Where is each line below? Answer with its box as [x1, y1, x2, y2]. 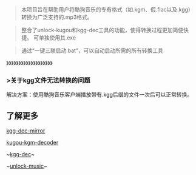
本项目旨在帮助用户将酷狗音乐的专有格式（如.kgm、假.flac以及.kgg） [21, 6, 194, 13]
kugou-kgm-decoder [6, 139, 59, 146]
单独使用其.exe [38, 34, 76, 41]
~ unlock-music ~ [6, 162, 47, 170]
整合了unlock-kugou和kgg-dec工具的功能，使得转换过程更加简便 [21, 27, 184, 33]
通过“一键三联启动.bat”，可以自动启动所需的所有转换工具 [21, 47, 164, 54]
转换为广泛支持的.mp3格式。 [21, 13, 93, 21]
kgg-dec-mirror [6, 127, 46, 134]
